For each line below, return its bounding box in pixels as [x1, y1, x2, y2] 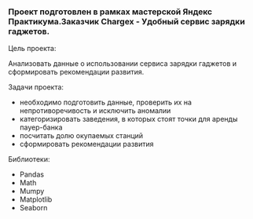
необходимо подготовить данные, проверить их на [19, 97, 192, 108]
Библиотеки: [8, 155, 50, 164]
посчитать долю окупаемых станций [19, 131, 144, 141]
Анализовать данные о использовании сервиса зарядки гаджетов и [8, 59, 237, 68]
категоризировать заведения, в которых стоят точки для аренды [19, 115, 238, 124]
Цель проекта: [8, 44, 57, 53]
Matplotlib [19, 195, 53, 204]
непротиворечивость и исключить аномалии [19, 106, 171, 115]
